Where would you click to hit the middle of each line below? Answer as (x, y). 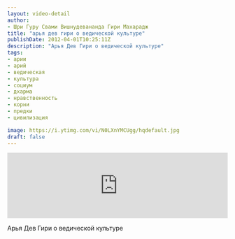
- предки (20, 111)
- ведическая (26, 72)
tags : (15, 53)
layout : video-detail (39, 14)
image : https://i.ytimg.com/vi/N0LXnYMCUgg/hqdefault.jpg (93, 130)
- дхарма (20, 92)
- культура (23, 79)
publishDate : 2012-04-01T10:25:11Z (59, 40)
